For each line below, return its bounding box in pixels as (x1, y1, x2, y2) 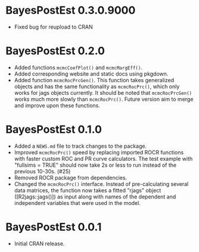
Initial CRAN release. (14, 239, 65, 247)
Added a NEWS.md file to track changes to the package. (14, 142, 147, 150)
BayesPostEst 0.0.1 (5, 220, 102, 234)
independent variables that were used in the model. (14, 199, 141, 206)
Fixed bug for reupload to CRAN (14, 23, 93, 30)
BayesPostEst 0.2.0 (5, 44, 105, 58)
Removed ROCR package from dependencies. (14, 174, 128, 181)
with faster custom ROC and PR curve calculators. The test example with (14, 155, 193, 162)
